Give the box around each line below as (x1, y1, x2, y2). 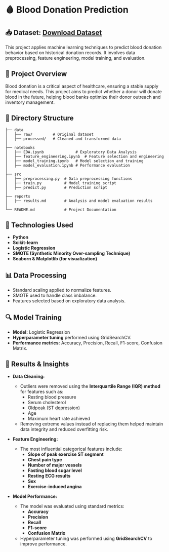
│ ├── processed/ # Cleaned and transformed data (5, 136, 121, 141)
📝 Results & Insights (5, 360, 69, 369)
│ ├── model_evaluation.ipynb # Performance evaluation (5, 163, 130, 168)
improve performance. (20, 540, 67, 547)
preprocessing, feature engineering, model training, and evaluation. (5, 55, 146, 61)
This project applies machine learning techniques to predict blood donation (5, 44, 162, 50)
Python (12, 234, 29, 241)
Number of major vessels (27, 462, 82, 468)
